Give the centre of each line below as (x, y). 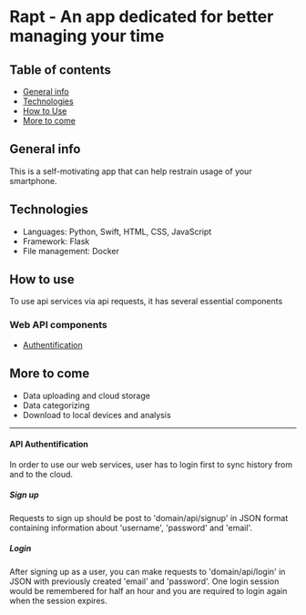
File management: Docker (71, 251)
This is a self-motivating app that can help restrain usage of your (131, 171)
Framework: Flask (56, 241)
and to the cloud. (41, 474)
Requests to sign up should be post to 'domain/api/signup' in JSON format (149, 518)
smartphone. (33, 180)
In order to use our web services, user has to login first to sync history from (151, 464)
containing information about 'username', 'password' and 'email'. (131, 528)
